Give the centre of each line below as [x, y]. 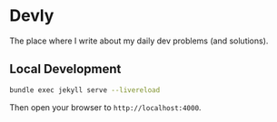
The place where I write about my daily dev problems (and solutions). [139, 41]
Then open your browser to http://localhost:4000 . [105, 107]
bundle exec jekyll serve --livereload [85, 90]
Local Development [65, 69]
